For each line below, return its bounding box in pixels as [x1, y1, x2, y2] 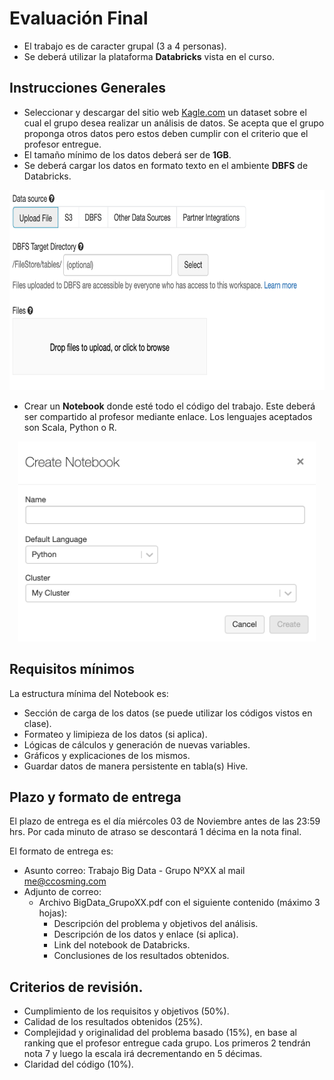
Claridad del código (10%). [23, 1058, 134, 1071]
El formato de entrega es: [9, 845, 114, 857]
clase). [23, 717, 52, 729]
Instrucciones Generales [9, 80, 166, 97]
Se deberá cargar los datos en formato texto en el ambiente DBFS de [23, 159, 309, 171]
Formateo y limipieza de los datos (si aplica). [23, 728, 208, 740]
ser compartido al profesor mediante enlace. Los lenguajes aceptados [23, 410, 313, 422]
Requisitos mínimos [9, 661, 136, 678]
